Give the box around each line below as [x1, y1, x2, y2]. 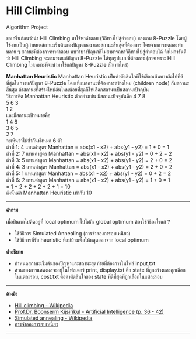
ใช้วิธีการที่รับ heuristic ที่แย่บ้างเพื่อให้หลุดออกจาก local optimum [14, 236, 149, 244]
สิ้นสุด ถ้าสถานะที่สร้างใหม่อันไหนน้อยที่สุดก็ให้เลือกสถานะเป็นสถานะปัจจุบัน [6, 86, 149, 93]
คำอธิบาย [6, 248, 23, 255]
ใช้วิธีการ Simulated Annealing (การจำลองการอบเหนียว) [14, 230, 131, 237]
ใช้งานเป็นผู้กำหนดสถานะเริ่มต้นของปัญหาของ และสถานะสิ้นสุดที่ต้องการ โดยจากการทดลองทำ [6, 41, 183, 48]
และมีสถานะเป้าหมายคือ [6, 111, 51, 118]
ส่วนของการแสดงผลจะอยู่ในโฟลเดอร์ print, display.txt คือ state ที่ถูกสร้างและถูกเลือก [14, 266, 185, 273]
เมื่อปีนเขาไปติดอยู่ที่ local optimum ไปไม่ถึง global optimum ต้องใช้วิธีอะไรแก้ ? [6, 218, 170, 225]
